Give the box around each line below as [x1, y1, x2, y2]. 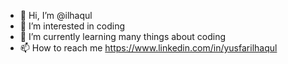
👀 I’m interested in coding [19, 20, 126, 32]
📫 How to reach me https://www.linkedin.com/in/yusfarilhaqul [19, 42, 278, 54]
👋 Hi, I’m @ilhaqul [19, 10, 93, 21]
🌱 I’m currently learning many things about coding [19, 31, 227, 42]
